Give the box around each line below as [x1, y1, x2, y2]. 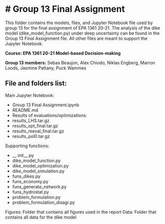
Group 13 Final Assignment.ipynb [12, 102, 80, 108]
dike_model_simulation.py [12, 168, 65, 174]
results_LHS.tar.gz [12, 117, 50, 124]
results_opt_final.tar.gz [12, 123, 58, 128]
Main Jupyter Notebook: [5, 92, 55, 98]
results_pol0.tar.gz [12, 133, 50, 139]
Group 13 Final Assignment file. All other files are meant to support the [5, 35, 148, 41]
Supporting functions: [5, 143, 49, 149]
